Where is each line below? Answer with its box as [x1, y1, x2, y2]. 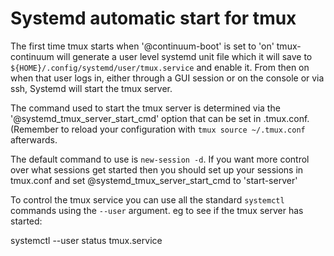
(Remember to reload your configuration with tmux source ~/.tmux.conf [10, 123, 306, 135]
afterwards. [10, 133, 58, 146]
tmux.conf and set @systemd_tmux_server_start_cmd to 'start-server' [10, 174, 298, 186]
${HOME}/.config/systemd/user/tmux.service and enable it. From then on [10, 61, 310, 73]
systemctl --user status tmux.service [10, 234, 163, 246]
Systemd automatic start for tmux [10, 7, 297, 30]
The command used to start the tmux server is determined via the [10, 102, 281, 114]
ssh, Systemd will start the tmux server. [10, 82, 173, 94]
